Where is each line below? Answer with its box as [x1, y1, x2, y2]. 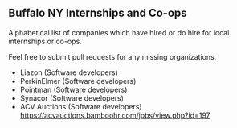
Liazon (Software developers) [19, 68, 119, 77]
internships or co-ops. [8, 36, 82, 46]
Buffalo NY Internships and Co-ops [8, 6, 187, 20]
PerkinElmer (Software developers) [19, 76, 137, 85]
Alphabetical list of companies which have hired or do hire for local [8, 27, 230, 37]
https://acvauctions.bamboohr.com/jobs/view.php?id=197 [19, 110, 210, 120]
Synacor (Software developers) [19, 93, 125, 103]
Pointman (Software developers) [19, 85, 128, 94]
